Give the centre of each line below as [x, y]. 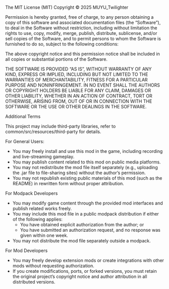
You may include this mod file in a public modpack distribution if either [86, 214]
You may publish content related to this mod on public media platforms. [87, 162]
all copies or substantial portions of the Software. [56, 59]
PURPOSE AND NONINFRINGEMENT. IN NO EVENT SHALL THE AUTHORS [83, 85]
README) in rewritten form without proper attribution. [68, 183]
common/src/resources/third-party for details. [53, 132]
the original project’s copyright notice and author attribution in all [80, 276]
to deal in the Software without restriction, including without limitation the [81, 28]
